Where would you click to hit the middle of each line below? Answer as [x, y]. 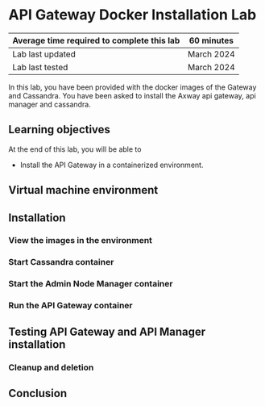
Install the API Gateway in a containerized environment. [112, 165]
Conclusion [38, 393]
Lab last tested [40, 67]
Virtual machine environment [83, 190]
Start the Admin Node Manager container [91, 284]
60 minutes [211, 40]
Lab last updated [44, 54]
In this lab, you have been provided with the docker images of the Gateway [132, 87]
